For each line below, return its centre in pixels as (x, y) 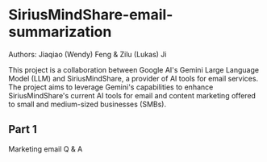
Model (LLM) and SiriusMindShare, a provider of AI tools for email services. (133, 78)
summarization (60, 32)
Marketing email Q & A (46, 149)
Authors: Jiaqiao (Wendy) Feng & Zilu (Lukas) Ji (88, 54)
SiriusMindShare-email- (91, 15)
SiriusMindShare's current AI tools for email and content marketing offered (132, 95)
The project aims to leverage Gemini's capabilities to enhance (111, 87)
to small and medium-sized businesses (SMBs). (88, 104)
